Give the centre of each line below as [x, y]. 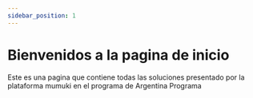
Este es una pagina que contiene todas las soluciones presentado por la [126, 77]
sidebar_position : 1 [42, 16]
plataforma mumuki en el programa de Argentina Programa [104, 85]
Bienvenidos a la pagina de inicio [118, 55]
